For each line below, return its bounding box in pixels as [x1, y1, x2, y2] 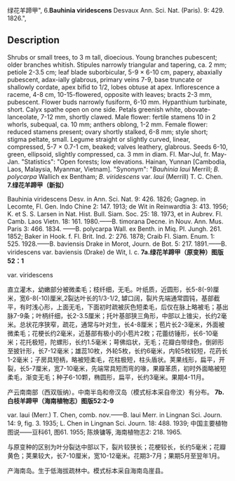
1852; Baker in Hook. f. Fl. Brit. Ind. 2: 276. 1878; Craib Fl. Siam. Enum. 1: [7, 232, 215, 240]
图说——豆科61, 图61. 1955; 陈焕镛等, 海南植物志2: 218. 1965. [7, 428, 182, 436]
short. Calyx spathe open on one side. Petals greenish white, [7, 105, 183, 114]
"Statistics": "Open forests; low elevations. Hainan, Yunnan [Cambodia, [21, 157, 227, 166]
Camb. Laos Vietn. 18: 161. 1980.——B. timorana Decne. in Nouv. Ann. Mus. [7, 217, 224, 225]
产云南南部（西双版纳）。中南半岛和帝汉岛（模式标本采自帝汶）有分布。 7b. [7, 388, 224, 396]
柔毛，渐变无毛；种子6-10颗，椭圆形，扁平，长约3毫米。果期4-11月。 [7, 373, 208, 381]
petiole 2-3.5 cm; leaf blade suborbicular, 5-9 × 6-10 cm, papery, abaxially [7, 67, 222, 76]
